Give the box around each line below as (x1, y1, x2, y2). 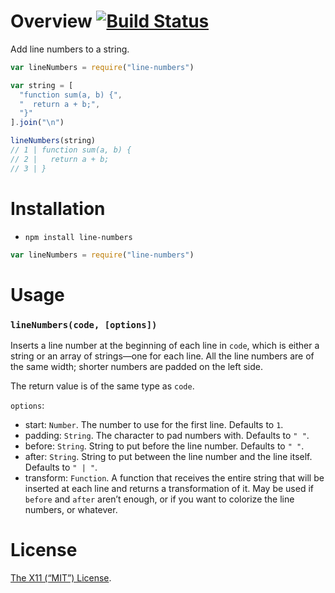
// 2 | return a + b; (10, 154, 110, 164)
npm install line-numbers (24, 232, 133, 242)
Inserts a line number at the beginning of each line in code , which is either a (10, 339, 320, 351)
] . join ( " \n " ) (10, 118, 65, 128)
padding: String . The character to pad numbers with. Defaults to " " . (24, 429, 310, 441)
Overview (10, 10, 93, 33)
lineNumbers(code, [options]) (10, 319, 158, 330)
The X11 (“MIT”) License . (10, 571, 112, 584)
